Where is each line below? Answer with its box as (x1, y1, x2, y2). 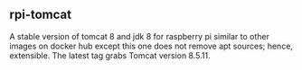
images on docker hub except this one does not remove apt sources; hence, (9, 40, 294, 51)
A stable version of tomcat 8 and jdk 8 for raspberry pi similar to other (9, 31, 269, 41)
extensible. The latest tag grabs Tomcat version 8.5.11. (9, 49, 211, 61)
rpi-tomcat (9, 7, 72, 22)
